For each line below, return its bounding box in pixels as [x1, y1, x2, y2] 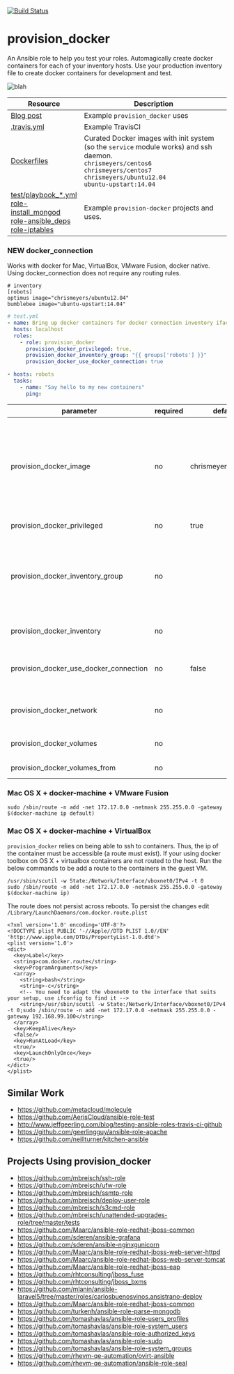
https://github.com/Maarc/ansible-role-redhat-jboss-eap [17, 1262, 181, 1271]
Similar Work [7, 1087, 65, 1099]
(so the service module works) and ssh [84, 142, 212, 151]
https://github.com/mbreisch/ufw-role [17, 1181, 127, 1189]
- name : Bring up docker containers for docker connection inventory [7, 319, 214, 327]
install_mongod [10, 207, 61, 217]
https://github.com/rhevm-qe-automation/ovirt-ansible [17, 1351, 175, 1359]
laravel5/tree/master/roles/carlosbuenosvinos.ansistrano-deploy [17, 1292, 203, 1300]
